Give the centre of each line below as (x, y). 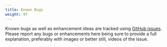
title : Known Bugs (24, 10)
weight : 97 (16, 14)
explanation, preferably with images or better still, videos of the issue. (77, 39)
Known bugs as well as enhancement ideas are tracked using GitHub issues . (83, 28)
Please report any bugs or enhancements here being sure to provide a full (81, 34)
